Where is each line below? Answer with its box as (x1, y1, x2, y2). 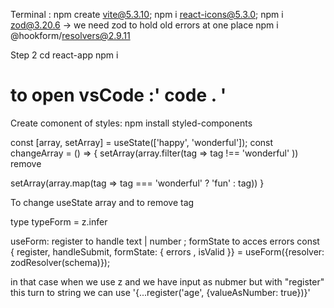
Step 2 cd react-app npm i (10, 49, 119, 61)
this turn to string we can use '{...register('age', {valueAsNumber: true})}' (10, 286, 311, 298)
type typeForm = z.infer (10, 215, 108, 228)
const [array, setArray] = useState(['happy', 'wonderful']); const (10, 136, 274, 148)
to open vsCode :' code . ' (10, 84, 227, 107)
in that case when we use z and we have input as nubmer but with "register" (10, 275, 325, 288)
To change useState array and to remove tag (10, 196, 195, 208)
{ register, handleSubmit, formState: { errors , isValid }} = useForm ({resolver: (10, 245, 325, 258)
